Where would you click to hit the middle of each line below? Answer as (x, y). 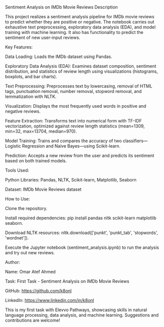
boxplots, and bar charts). (31, 76)
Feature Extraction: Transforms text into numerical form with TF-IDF (73, 121)
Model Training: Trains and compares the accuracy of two (63, 141)
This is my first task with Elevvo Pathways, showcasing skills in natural (76, 310)
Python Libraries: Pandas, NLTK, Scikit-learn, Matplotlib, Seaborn (71, 180)
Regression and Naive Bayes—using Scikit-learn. (71, 146)
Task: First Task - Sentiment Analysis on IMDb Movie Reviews (67, 281)
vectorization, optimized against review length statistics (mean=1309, (75, 126)
